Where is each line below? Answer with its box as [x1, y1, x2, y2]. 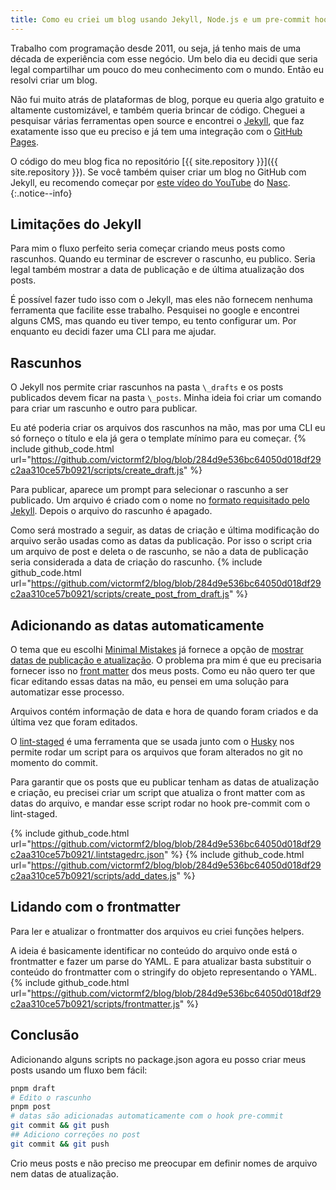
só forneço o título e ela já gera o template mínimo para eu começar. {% [10, 432, 307, 445]
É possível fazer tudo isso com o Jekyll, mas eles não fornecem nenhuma [10, 294, 313, 306]
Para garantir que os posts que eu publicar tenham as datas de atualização [10, 776, 320, 788]
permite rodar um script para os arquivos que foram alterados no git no [10, 746, 303, 758]
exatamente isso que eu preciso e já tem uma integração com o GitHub [10, 125, 303, 137]
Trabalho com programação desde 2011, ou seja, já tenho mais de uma [10, 42, 302, 54]
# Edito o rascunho [10, 1092, 92, 1103]
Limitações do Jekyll [10, 216, 142, 233]
